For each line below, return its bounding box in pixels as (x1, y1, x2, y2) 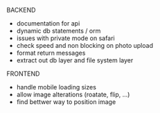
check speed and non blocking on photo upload (16, 42, 154, 49)
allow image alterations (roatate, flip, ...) (16, 90, 130, 98)
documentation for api (16, 19, 80, 27)
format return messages (16, 49, 86, 57)
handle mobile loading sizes (16, 83, 96, 91)
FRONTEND (6, 69, 40, 78)
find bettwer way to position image (16, 98, 116, 106)
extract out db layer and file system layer (16, 56, 134, 64)
